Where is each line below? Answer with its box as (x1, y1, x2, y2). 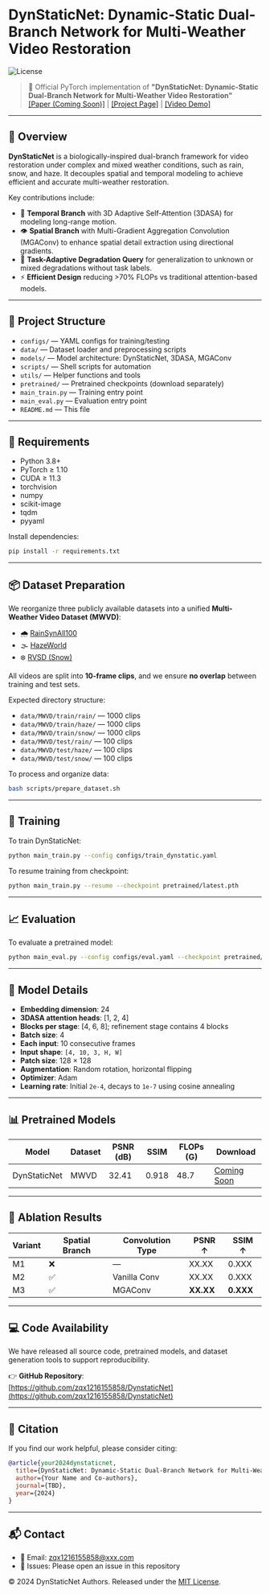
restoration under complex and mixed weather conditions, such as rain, (8, 159, 244, 170)
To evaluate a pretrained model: (8, 937, 114, 947)
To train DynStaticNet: (8, 835, 82, 846)
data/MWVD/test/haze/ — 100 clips (19, 745, 133, 755)
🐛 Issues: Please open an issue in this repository (19, 1561, 181, 1571)
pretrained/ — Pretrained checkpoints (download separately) (19, 378, 225, 388)
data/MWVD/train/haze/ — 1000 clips (19, 719, 141, 729)
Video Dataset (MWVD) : (39, 612, 122, 622)
